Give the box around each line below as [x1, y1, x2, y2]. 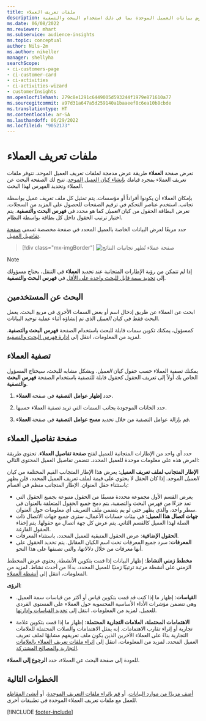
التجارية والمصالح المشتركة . [15, 644, 79, 652]
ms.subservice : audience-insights [7, 32, 95, 38]
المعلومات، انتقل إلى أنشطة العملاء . [7, 570, 88, 577]
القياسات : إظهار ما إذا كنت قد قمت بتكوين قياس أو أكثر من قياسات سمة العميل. [15, 593, 197, 600]
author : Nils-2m [7, 43, 48, 50]
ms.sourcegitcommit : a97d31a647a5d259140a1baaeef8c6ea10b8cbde [7, 100, 172, 106]
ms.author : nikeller [7, 49, 60, 55]
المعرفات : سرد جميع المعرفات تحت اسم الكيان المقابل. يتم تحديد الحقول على [15, 538, 192, 545]
